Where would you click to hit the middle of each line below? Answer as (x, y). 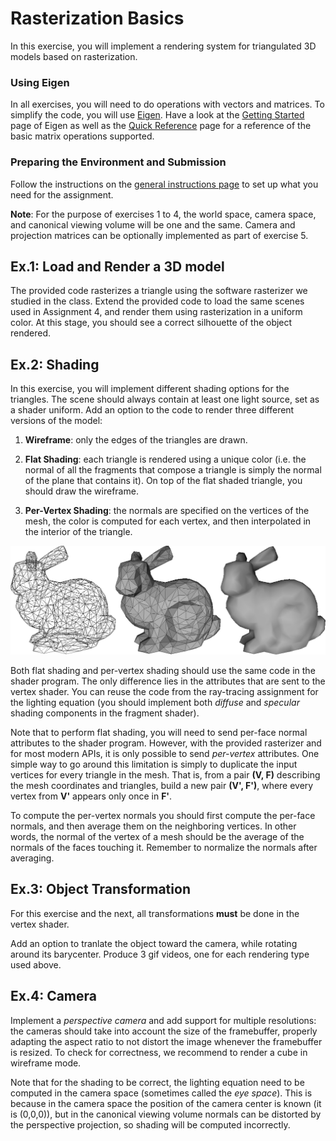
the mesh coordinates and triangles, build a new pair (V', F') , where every (162, 785)
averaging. (32, 858)
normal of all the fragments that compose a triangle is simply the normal (173, 470)
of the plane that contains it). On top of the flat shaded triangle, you (163, 481)
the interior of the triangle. (78, 532)
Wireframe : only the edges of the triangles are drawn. (136, 440)
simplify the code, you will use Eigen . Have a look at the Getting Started (157, 115)
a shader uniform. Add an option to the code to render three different (152, 410)
